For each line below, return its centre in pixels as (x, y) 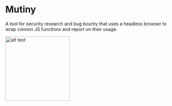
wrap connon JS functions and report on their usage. (61, 29)
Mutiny (21, 10)
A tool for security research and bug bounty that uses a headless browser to (86, 24)
